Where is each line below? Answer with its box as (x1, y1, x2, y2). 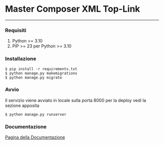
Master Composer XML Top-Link (5, 3, 141, 15)
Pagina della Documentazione (5, 134, 65, 140)
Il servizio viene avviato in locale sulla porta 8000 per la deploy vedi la (5, 97, 146, 103)
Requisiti (5, 27, 27, 34)
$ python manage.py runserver (5, 112, 67, 117)
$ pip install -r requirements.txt (5, 66, 78, 71)
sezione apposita (5, 103, 40, 108)
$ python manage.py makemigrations (5, 71, 78, 76)
